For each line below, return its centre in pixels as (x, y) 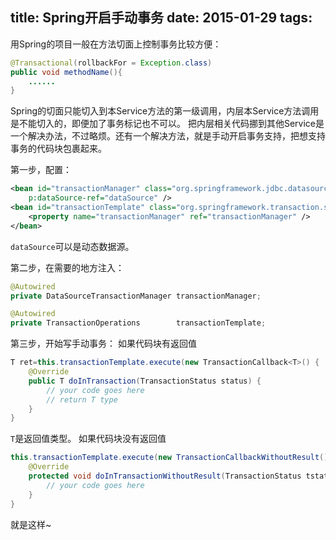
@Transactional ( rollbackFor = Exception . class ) (111, 63)
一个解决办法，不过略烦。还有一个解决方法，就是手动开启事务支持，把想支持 (168, 136)
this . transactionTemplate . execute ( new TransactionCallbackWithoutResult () (169, 458)
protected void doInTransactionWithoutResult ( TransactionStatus (165, 476)
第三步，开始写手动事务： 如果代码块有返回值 (103, 344)
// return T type (82, 399)
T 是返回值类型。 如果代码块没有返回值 (88, 439)
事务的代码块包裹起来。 (58, 149)
